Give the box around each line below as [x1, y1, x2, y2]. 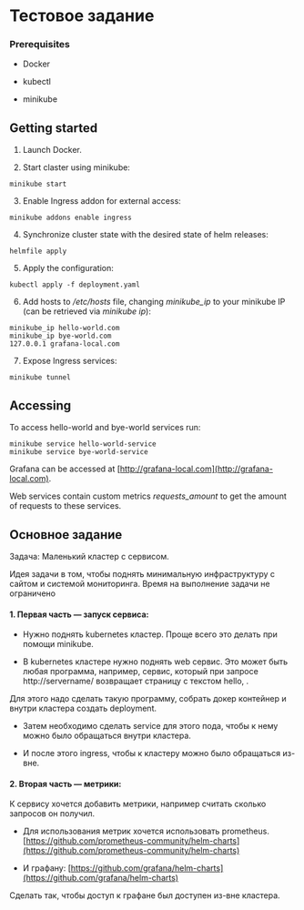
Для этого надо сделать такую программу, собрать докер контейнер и [9, 693, 287, 704]
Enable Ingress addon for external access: [22, 196, 182, 207]
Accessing [9, 398, 71, 413]
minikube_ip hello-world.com [9, 324, 120, 333]
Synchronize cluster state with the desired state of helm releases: [22, 229, 269, 240]
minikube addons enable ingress [9, 213, 132, 223]
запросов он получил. [9, 808, 96, 819]
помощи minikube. [22, 639, 94, 650]
